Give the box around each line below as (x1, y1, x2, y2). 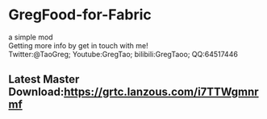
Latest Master (8, 72, 80, 86)
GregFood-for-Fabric (8, 6, 152, 24)
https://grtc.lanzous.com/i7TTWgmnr (63, 85, 260, 99)
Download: (8, 85, 65, 99)
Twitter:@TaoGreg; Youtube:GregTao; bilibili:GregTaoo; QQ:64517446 (8, 49, 238, 59)
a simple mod (8, 32, 54, 42)
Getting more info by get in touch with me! (8, 40, 148, 50)
